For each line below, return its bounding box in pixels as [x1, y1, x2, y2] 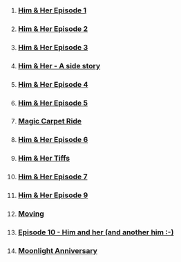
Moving [17, 209, 44, 219]
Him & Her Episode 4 [17, 79, 88, 89]
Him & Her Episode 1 [17, 6, 87, 15]
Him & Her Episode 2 [17, 23, 88, 33]
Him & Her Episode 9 [17, 190, 88, 200]
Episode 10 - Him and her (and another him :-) [17, 227, 174, 236]
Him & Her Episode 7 [17, 172, 88, 181]
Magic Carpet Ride [17, 117, 82, 126]
